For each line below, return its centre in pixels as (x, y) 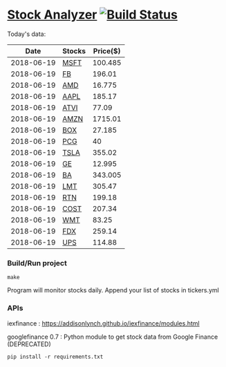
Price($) (107, 50)
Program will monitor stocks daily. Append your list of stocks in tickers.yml (113, 290)
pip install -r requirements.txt (55, 357)
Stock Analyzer (52, 15)
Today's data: (27, 34)
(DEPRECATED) (29, 344)
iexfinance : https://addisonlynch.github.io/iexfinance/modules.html (103, 323)
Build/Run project (37, 263)
